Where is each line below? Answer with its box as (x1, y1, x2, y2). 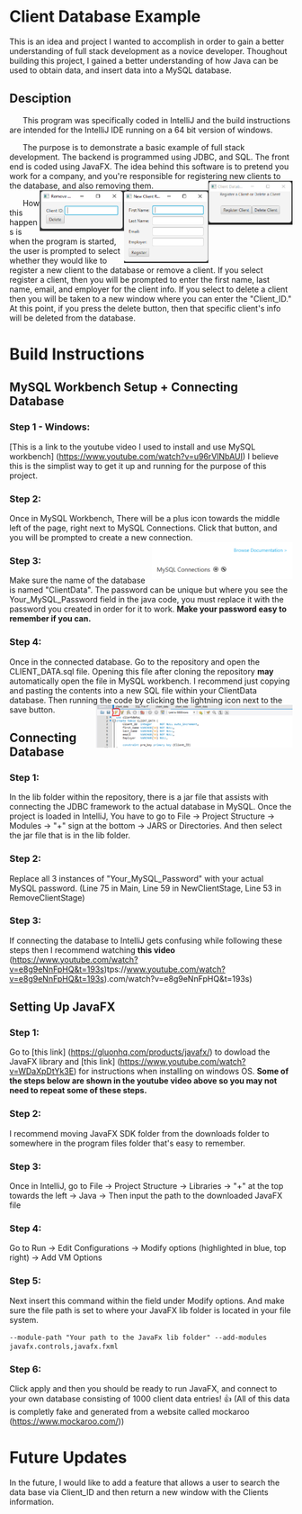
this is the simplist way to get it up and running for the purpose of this (9, 460, 267, 471)
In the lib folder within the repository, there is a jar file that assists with (9, 792, 269, 802)
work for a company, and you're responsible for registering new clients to (9, 170, 281, 181)
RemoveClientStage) (9, 892, 85, 902)
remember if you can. (9, 613, 92, 624)
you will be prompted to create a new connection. (9, 531, 193, 542)
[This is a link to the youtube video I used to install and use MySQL (9, 441, 256, 452)
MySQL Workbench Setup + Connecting (9, 380, 238, 395)
